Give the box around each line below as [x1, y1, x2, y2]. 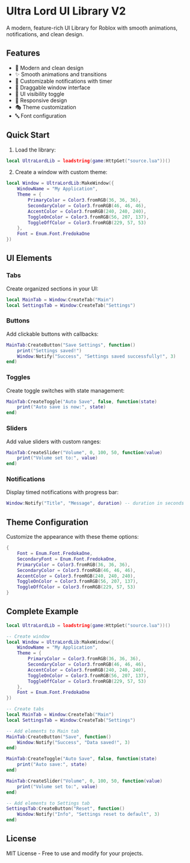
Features [6, 48, 40, 59]
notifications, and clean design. [6, 30, 84, 37]
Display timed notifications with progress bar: [6, 489, 119, 496]
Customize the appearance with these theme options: [6, 533, 139, 541]
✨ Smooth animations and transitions [14, 71, 107, 78]
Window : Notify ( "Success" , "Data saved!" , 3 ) [17, 739, 130, 745]
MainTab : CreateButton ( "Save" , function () [6, 734, 112, 740]
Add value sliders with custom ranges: [6, 438, 101, 445]
